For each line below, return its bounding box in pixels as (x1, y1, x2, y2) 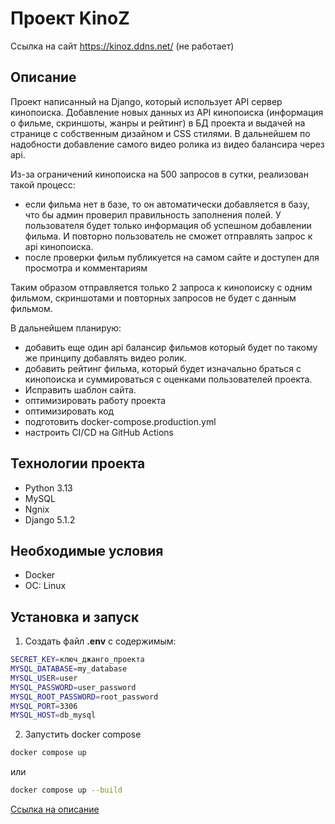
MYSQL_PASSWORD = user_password (10, 682, 137, 692)
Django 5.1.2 (24, 513, 76, 526)
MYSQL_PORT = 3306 (10, 701, 78, 711)
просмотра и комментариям (24, 262, 148, 274)
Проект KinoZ (10, 7, 130, 30)
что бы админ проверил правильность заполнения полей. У (24, 208, 282, 221)
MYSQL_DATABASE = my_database (10, 664, 128, 674)
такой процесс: (10, 178, 76, 191)
